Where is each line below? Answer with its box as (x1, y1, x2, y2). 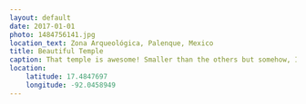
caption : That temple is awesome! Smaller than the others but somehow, (9, 55, 291, 64)
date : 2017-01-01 (9, 22, 76, 31)
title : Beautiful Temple (9, 47, 104, 56)
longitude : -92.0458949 (25, 80, 117, 90)
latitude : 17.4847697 (25, 72, 107, 81)
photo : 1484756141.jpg (9, 30, 96, 39)
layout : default (9, 13, 71, 23)
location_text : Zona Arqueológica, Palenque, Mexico (9, 38, 214, 48)
